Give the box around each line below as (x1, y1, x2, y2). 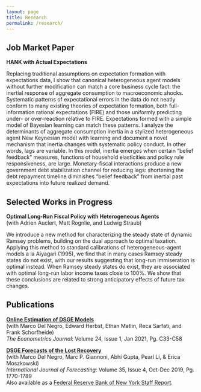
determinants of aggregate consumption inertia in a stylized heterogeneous (6, 128, 194, 135)
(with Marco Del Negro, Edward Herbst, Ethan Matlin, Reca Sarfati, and (6, 322, 182, 329)
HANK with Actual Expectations (6, 59, 87, 66)
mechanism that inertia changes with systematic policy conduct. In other (6, 141, 187, 148)
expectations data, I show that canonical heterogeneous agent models (6, 77, 181, 84)
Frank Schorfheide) (6, 329, 54, 336)
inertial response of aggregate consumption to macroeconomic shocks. (6, 89, 184, 97)
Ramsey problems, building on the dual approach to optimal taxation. (6, 237, 177, 245)
